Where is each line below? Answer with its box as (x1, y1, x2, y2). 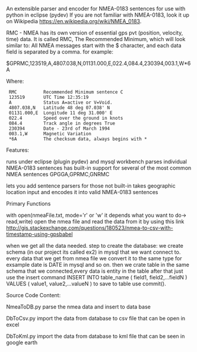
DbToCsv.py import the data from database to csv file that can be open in (6, 315, 186, 322)
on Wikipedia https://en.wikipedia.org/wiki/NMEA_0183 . (6, 18, 142, 24)
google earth (6, 339, 37, 346)
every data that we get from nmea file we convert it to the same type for (6, 255, 182, 261)
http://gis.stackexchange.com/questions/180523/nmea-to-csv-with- (6, 225, 173, 231)
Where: (6, 77, 24, 85)
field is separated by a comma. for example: (6, 48, 114, 55)
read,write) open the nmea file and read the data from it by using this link (6, 218, 185, 225)
